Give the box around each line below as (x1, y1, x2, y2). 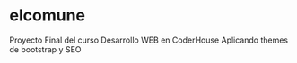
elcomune (9, 5, 86, 26)
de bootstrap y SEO (9, 43, 82, 54)
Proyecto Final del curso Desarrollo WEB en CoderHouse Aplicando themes (9, 35, 289, 45)
